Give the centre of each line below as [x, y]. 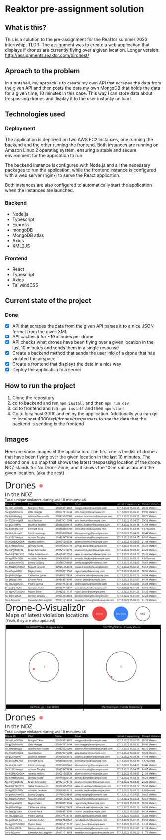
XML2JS [21, 246]
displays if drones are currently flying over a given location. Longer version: [82, 50]
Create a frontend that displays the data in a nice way [67, 364]
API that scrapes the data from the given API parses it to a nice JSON [83, 326]
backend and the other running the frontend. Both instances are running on [82, 145]
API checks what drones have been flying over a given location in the [83, 342]
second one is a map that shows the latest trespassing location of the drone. [83, 462]
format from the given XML [40, 331]
